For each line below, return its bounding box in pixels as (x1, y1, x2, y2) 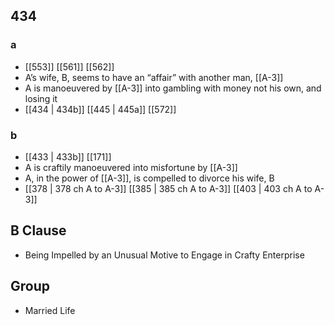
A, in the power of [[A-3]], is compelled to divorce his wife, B (24, 172, 275, 184)
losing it (24, 92, 58, 104)
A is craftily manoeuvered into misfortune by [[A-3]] (24, 161, 238, 173)
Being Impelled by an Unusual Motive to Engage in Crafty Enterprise (24, 249, 305, 261)
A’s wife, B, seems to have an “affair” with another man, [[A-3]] (24, 71, 284, 83)
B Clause (10, 222, 67, 239)
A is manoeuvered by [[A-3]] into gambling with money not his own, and (24, 82, 322, 94)
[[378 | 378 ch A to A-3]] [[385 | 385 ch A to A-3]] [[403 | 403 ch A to (24, 182, 313, 194)
